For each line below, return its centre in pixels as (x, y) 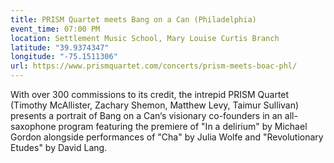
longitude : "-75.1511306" (64, 57)
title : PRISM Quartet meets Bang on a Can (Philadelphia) (133, 19)
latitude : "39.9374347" (60, 47)
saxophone (33, 126)
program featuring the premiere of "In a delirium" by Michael (183, 126)
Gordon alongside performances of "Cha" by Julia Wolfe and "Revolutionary (167, 137)
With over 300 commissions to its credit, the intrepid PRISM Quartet (150, 94)
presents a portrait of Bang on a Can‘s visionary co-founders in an (146, 115)
